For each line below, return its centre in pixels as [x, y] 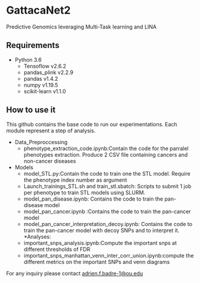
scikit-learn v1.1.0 [45, 91]
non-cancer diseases [50, 161]
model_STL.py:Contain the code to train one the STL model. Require [107, 173]
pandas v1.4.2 [41, 78]
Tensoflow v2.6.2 [45, 66]
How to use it [31, 110]
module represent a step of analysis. [51, 131]
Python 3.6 [28, 59]
